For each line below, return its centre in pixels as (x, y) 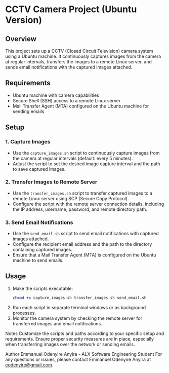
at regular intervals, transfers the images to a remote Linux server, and (78, 62)
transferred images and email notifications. (57, 323)
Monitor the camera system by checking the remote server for (77, 318)
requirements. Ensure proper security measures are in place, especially (80, 339)
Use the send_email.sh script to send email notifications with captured (86, 234)
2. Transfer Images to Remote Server (51, 182)
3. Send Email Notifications (39, 222)
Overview (21, 39)
